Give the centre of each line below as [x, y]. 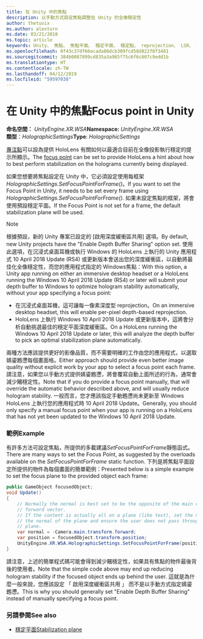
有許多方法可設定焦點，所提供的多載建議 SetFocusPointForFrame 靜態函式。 [100, 448]
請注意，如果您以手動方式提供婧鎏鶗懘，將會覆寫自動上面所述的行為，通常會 [101, 374]
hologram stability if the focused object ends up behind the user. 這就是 [95, 576]
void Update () [24, 493]
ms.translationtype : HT [36, 62]
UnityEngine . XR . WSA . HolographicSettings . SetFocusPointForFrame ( [100, 543]
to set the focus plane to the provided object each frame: [77, 476]
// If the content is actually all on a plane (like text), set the [105, 515]
